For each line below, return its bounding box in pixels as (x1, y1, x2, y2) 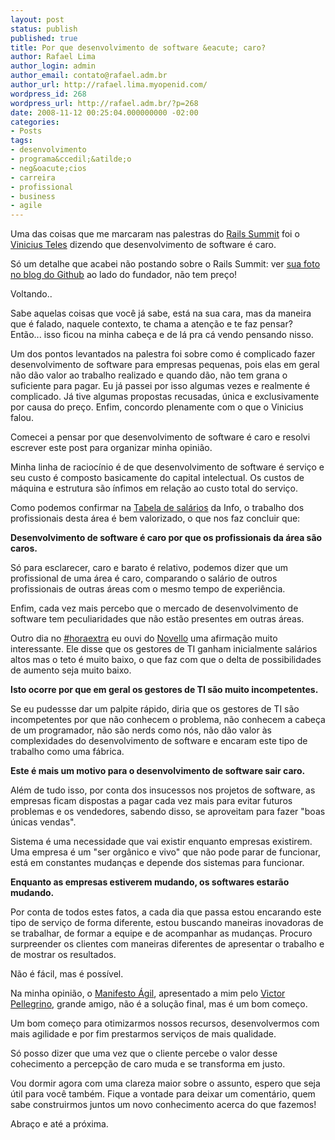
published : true (10, 33, 78, 43)
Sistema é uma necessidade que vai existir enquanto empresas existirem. (10, 836, 313, 848)
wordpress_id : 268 (10, 89, 87, 99)
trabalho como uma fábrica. (10, 746, 125, 758)
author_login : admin (10, 61, 97, 71)
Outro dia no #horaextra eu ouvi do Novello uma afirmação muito (10, 632, 278, 645)
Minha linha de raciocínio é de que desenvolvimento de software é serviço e (10, 461, 325, 473)
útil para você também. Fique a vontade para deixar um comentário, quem (10, 1088, 316, 1100)
